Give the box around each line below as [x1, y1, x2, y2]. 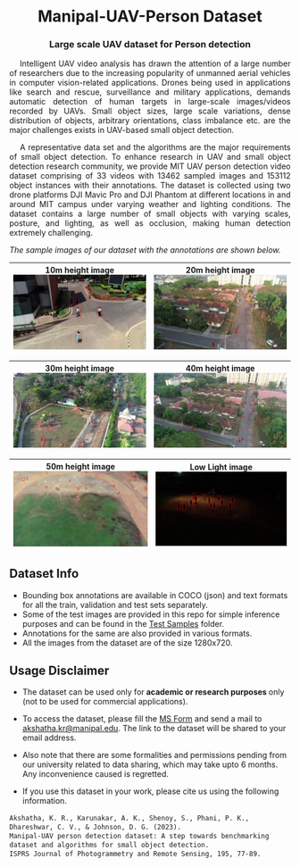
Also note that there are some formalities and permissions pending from [21, 750, 287, 761]
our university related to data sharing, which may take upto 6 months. [21, 759, 279, 770]
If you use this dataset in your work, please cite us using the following [21, 786, 279, 796]
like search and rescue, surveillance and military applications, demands [9, 87, 291, 97]
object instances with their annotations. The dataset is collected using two [9, 180, 291, 191]
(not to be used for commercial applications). [21, 696, 188, 707]
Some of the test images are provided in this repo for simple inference [21, 609, 280, 620]
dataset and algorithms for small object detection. [9, 841, 210, 850]
